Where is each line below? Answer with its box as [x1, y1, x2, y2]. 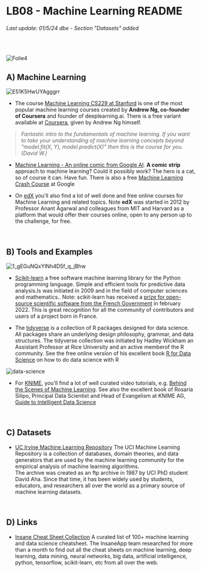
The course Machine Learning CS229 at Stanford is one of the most [14, 100, 183, 107]
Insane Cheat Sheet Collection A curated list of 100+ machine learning [14, 533, 189, 540]
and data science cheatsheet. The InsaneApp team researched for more [14, 540, 193, 547]
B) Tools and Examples [6, 246, 93, 257]
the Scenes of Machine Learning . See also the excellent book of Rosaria [14, 386, 193, 393]
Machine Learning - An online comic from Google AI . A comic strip [14, 161, 181, 169]
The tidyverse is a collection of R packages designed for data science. [14, 324, 189, 332]
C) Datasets [6, 428, 52, 438]
